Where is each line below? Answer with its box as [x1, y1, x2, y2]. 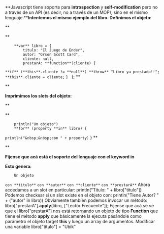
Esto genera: [5, 163, 32, 169]
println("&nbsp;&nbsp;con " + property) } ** [5, 135, 98, 140]
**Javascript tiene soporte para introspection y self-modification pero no [5, 4, 158, 10]
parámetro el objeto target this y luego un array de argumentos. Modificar [5, 219, 155, 224]
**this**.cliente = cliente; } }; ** [5, 74, 80, 80]
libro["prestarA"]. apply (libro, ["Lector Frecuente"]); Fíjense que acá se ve [5, 203, 154, 208]
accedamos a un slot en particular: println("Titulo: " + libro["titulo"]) [5, 187, 142, 192]
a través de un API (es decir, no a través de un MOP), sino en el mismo [5, 9, 148, 15]
